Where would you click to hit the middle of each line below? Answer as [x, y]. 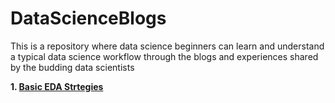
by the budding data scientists [72, 67]
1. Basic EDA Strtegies [57, 86]
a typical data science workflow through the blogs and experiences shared [164, 56]
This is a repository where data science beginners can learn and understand [167, 46]
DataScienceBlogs [88, 18]
